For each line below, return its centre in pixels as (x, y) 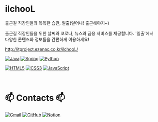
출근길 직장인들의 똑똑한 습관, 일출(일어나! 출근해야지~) (57, 23)
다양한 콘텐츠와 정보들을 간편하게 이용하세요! (47, 39)
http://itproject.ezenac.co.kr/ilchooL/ (42, 49)
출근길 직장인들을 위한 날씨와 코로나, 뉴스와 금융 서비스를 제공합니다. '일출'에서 (79, 33)
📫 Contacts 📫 (35, 98)
